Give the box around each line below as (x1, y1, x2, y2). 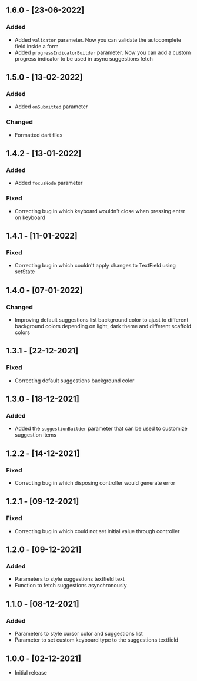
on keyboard (14, 214, 46, 221)
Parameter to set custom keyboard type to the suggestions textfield (14, 636, 178, 643)
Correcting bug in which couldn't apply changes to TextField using (14, 262, 176, 269)
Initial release (14, 669, 47, 676)
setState (14, 268, 35, 275)
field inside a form (14, 42, 59, 49)
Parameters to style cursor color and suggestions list (14, 630, 143, 637)
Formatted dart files (14, 131, 63, 138)
